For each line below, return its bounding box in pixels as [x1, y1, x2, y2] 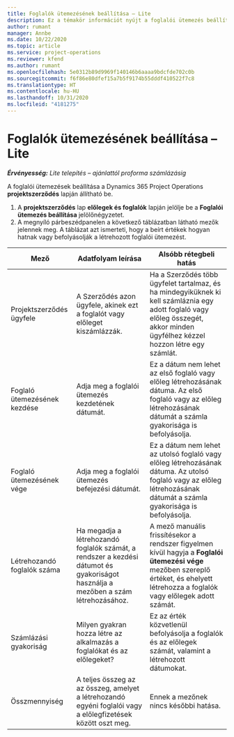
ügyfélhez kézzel [149, 330, 205, 340]
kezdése [10, 403, 39, 412]
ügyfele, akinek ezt [76, 300, 139, 310]
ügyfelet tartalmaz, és [149, 278, 221, 288]
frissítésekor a [149, 530, 196, 540]
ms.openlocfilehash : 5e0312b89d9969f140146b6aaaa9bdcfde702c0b [7, 68, 195, 75]
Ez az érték [149, 611, 187, 621]
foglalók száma [10, 565, 61, 575]
